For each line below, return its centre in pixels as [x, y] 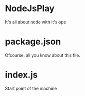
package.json [33, 42]
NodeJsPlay [30, 9]
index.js [21, 75]
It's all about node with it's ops [35, 22]
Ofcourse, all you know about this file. [43, 55]
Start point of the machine [31, 88]
